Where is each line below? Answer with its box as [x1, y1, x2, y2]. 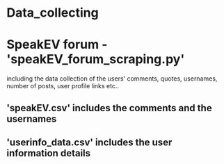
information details [6, 147, 91, 159]
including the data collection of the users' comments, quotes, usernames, [6, 74, 218, 83]
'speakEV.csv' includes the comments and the [6, 102, 213, 114]
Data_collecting [6, 5, 99, 21]
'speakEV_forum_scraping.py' [6, 51, 185, 67]
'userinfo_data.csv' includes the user [6, 136, 173, 148]
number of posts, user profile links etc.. [6, 82, 120, 90]
